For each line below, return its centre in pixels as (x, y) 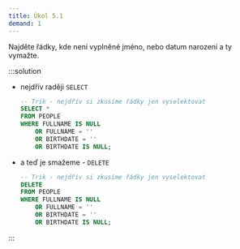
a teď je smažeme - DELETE (64, 162)
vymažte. (24, 55)
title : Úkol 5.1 (36, 16)
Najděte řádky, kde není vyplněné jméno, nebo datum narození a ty (120, 46)
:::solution (25, 71)
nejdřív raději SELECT (54, 87)
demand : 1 (25, 24)
